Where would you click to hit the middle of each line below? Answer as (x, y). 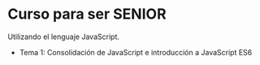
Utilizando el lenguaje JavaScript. (63, 37)
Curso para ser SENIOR (87, 14)
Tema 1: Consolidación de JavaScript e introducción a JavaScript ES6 (136, 52)
